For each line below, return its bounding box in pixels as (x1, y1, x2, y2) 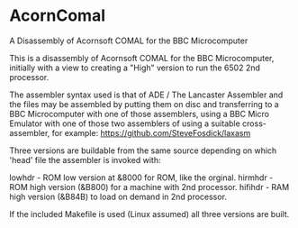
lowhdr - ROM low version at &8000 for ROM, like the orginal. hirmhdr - (9, 172, 274, 183)
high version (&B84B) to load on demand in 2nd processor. (9, 191, 228, 202)
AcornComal (9, 5, 106, 26)
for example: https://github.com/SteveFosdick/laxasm (51, 127, 251, 138)
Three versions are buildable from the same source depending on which (9, 145, 277, 156)
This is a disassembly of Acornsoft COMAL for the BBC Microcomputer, (9, 52, 275, 63)
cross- (241, 118, 267, 129)
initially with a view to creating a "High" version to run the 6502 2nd (9, 62, 261, 73)
